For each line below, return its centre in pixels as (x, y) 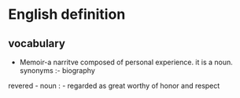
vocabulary (37, 44)
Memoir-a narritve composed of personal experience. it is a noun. (126, 62)
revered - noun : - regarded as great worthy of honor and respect (114, 85)
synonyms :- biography (57, 71)
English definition (67, 15)
